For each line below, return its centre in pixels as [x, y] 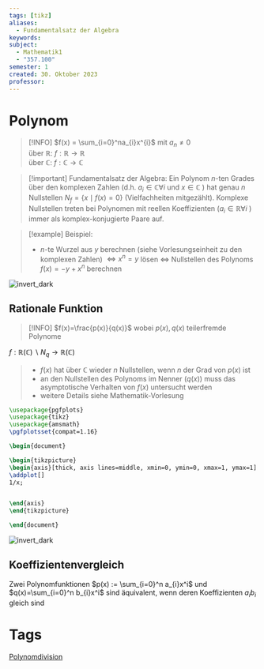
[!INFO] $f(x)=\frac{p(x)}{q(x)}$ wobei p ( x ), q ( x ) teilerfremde [127, 328]
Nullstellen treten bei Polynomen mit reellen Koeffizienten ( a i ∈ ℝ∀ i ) [140, 209]
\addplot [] [27, 475]
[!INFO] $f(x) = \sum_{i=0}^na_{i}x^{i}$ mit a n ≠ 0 [109, 143]
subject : [23, 45]
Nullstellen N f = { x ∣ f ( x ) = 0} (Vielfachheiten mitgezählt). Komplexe [138, 198]
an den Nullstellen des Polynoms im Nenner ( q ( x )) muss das [138, 378]
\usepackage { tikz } [39, 417]
